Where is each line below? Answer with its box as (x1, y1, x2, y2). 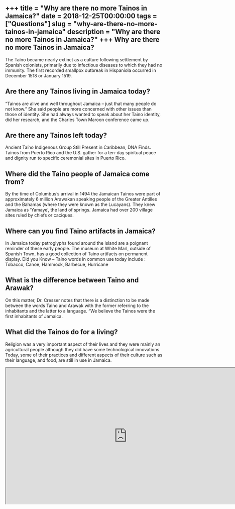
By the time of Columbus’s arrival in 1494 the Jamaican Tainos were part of (5, 191, 161, 197)
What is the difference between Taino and (5, 276, 139, 284)
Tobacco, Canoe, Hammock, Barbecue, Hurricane (5, 261, 109, 268)
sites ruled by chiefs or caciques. (5, 212, 74, 218)
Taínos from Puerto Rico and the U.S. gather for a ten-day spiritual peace (5, 150, 157, 156)
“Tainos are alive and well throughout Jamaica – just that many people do (5, 100, 157, 107)
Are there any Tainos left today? (5, 131, 107, 140)
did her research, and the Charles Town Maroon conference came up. (5, 117, 150, 123)
